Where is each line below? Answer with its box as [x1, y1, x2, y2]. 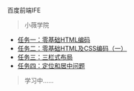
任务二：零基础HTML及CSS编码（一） [17, 44, 127, 52]
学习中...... [24, 76, 54, 85]
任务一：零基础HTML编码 [17, 35, 91, 44]
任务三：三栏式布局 [17, 53, 73, 61]
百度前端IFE [7, 6, 41, 14]
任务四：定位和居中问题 [17, 62, 85, 69]
